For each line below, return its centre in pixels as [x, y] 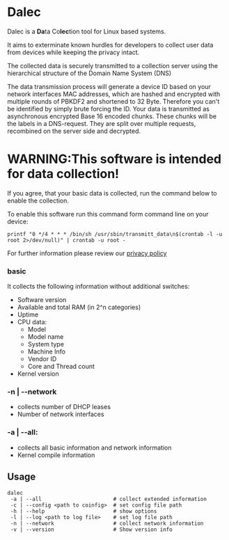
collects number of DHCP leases [64, 407]
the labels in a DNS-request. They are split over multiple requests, [102, 123]
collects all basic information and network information [94, 447]
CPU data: [32, 322]
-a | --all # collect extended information [109, 499]
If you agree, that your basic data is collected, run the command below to [112, 193]
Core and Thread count [61, 367]
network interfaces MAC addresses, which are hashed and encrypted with [114, 94]
